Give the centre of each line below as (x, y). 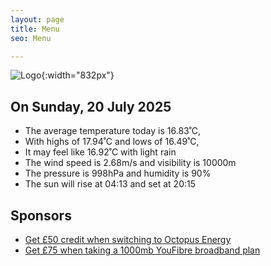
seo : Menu (31, 38)
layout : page (37, 19)
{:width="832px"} (78, 75)
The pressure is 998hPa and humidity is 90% (118, 173)
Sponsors (41, 215)
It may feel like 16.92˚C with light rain (100, 152)
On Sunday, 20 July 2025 (91, 106)
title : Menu (35, 29)
